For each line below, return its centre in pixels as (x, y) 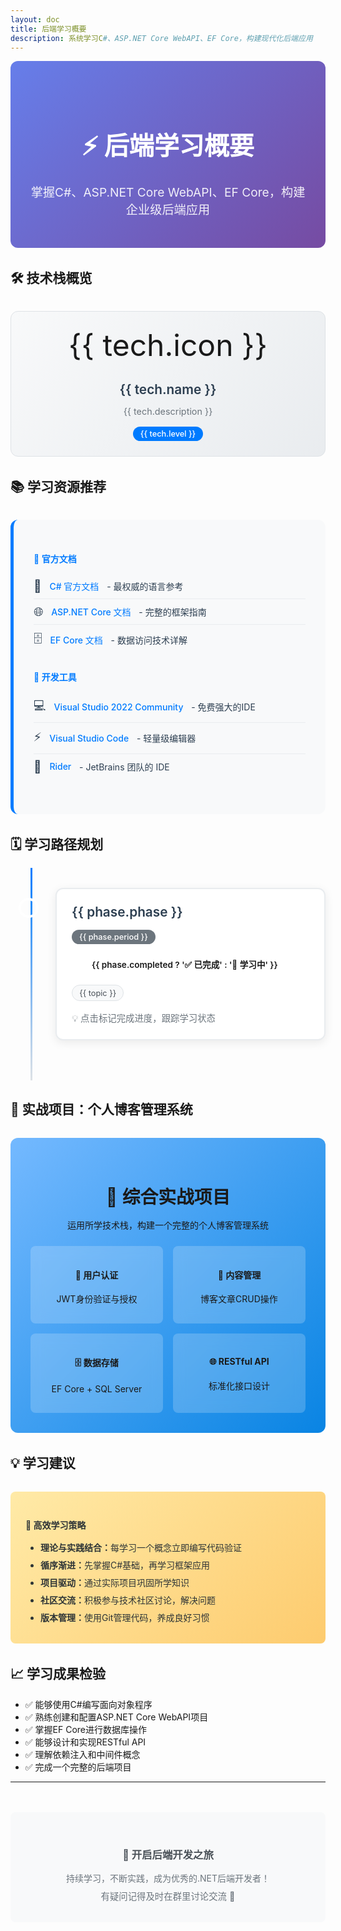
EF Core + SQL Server (97, 1388)
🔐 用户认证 (96, 1275)
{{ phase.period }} (113, 937)
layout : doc (35, 19)
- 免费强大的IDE (223, 707)
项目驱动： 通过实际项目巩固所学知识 (115, 1583)
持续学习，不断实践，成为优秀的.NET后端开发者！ (168, 1878)
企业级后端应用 (168, 209)
